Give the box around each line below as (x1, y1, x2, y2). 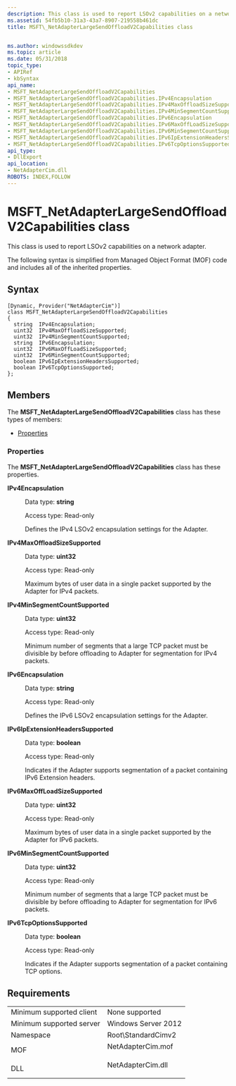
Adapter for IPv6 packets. (25, 835, 100, 844)
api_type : (7, 147, 37, 154)
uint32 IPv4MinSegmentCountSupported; (13, 333, 131, 340)
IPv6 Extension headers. (25, 773, 96, 782)
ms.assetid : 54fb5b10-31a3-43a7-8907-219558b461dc (7, 17, 159, 24)
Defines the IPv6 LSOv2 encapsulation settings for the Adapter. (25, 711, 209, 720)
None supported (107, 1007, 162, 1017)
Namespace (11, 1030, 51, 1040)
